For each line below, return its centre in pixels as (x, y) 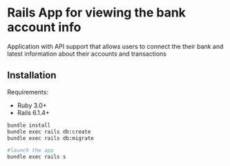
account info (44, 27)
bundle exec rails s (37, 157)
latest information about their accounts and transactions (87, 54)
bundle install (29, 125)
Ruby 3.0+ (32, 105)
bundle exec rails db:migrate (51, 138)
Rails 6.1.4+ (33, 112)
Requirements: (28, 92)
